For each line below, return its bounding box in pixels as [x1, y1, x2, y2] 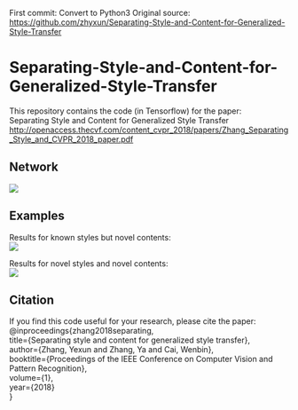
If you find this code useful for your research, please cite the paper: [9, 316, 256, 327]
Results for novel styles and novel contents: [9, 257, 169, 269]
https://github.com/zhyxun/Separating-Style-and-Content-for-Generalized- [9, 17, 286, 28]
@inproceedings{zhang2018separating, [9, 326, 154, 336]
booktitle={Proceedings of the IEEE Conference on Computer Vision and [9, 354, 273, 365]
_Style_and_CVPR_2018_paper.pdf [9, 133, 134, 145]
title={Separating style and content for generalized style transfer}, [9, 335, 251, 345]
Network [9, 160, 59, 175]
